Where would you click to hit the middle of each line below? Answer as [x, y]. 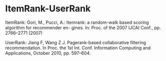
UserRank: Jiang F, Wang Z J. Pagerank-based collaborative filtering [76, 42]
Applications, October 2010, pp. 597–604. [48, 53]
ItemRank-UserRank [48, 9]
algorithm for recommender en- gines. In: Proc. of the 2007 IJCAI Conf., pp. [83, 27]
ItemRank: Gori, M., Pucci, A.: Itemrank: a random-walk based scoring [77, 22]
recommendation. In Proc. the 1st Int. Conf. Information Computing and [78, 48]
